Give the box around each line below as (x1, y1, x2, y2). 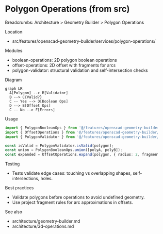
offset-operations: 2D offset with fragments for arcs (12, 62, 116, 68)
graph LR (5, 86, 23, 91)
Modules (5, 48, 23, 53)
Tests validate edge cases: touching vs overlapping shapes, (12, 170, 132, 176)
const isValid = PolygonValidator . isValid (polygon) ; (5, 143, 114, 148)
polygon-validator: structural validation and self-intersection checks (12, 67, 148, 73)
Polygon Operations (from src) (5, 3, 130, 15)
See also (5, 209, 23, 215)
